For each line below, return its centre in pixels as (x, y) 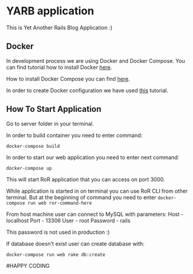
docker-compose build (33, 146)
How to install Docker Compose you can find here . (68, 78)
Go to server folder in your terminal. (50, 123)
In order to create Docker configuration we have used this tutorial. (87, 90)
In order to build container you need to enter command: (74, 135)
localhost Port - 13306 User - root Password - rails (68, 220)
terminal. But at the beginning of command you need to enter (81, 197)
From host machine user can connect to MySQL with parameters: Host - (95, 214)
